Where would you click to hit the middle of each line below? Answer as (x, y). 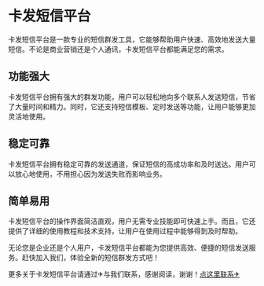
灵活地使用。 (29, 116)
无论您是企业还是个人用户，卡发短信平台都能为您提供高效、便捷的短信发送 (128, 247)
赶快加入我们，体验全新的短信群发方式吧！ (90, 258)
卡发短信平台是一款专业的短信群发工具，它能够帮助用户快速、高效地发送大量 (132, 39)
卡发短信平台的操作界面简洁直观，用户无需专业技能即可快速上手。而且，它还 (132, 222)
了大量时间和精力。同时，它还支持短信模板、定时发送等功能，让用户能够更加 (132, 106)
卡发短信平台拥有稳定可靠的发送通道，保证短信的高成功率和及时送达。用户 (128, 164)
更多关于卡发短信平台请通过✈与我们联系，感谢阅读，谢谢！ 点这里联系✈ (124, 274)
